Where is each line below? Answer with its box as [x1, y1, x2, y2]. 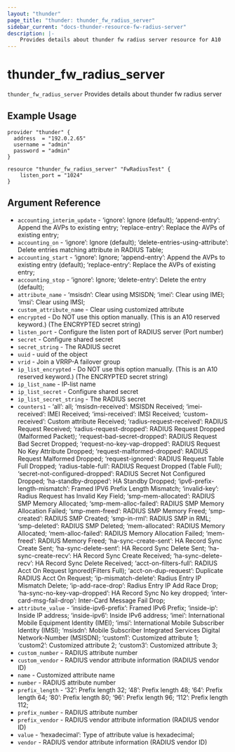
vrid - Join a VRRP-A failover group [17, 357, 121, 366]
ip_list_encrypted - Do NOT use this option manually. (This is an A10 [17, 364, 218, 373]
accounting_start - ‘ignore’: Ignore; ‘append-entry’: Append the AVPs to [17, 253, 226, 261]
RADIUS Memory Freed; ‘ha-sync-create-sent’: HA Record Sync [37, 536, 223, 545]
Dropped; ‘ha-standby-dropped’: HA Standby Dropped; [17, 477, 177, 485]
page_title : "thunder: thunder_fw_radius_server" [7, 17, 156, 24]
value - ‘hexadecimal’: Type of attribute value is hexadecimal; [17, 730, 195, 739]
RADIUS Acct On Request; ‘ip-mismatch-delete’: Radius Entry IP [17, 574, 202, 582]
